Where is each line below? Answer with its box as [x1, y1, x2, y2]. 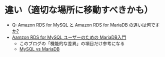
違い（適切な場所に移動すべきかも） [4, 4, 153, 16]
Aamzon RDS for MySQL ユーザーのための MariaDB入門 [11, 34, 126, 40]
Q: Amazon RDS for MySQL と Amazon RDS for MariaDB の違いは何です [11, 22, 160, 28]
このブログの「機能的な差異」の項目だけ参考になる [19, 40, 125, 46]
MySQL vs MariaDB [19, 46, 60, 52]
